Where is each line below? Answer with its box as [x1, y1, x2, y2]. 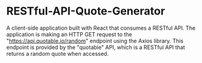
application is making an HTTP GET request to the [6, 30, 133, 38]
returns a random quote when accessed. [6, 50, 109, 57]
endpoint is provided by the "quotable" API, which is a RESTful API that [6, 44, 185, 51]
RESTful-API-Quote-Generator [6, 4, 165, 18]
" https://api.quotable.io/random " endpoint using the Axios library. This [6, 37, 184, 44]
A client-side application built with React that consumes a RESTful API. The [6, 24, 196, 31]
